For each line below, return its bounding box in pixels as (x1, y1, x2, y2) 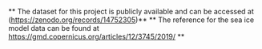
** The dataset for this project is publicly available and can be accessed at (8, 7, 255, 16)
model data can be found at (8, 24, 100, 32)
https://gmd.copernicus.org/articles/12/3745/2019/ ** (8, 32, 185, 41)
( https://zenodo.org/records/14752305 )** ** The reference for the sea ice (8, 15, 255, 24)
